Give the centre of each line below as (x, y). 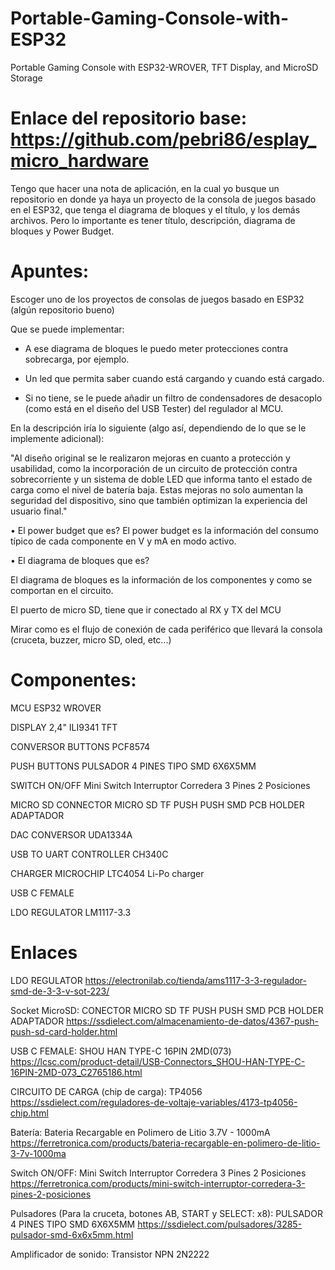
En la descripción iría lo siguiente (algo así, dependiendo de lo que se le (158, 428)
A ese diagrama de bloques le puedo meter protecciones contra (156, 348)
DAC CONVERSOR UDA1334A (71, 834)
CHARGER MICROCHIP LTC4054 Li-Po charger (107, 873)
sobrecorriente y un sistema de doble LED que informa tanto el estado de (161, 479)
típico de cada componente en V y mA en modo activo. (123, 541)
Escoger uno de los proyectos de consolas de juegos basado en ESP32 (157, 299)
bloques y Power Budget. (62, 231)
